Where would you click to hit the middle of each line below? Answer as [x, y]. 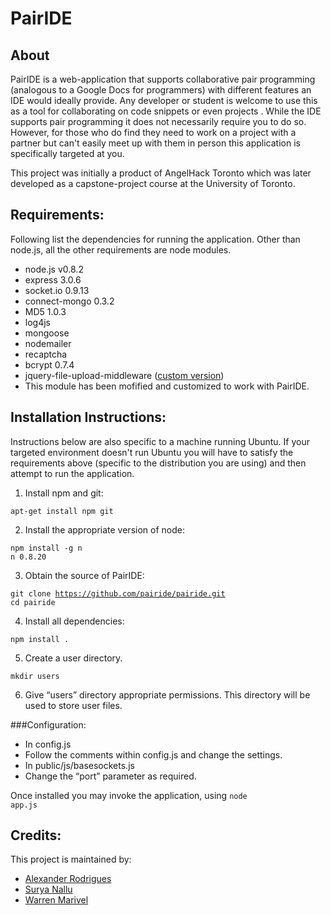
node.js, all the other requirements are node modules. [121, 249]
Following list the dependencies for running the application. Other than [155, 239]
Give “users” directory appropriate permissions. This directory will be [167, 694]
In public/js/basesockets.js [79, 765]
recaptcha [46, 354]
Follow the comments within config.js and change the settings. [153, 754]
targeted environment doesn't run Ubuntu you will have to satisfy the [152, 452]
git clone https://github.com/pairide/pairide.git [118, 593]
